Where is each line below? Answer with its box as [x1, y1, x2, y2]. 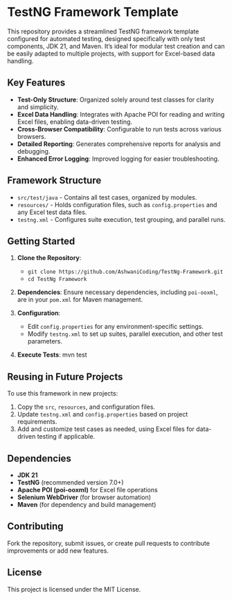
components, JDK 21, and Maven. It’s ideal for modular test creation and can [7, 42, 225, 50]
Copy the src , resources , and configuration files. [17, 403, 156, 411]
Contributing [7, 521, 64, 533]
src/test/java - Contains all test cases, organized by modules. [17, 193, 197, 202]
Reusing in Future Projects [7, 371, 123, 382]
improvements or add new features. [7, 546, 109, 555]
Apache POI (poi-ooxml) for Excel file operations [17, 486, 158, 494]
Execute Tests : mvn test [17, 350, 88, 359]
